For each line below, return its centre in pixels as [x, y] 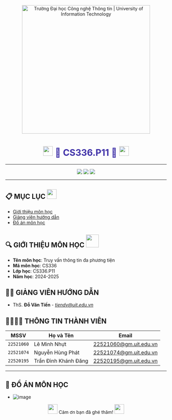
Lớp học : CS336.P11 [34, 271]
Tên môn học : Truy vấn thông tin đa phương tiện [64, 260]
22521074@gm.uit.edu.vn [125, 353]
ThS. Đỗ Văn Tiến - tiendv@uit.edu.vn [53, 305]
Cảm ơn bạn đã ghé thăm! [86, 412]
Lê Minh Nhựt [50, 344]
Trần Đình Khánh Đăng [61, 361]
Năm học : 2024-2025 [36, 276]
